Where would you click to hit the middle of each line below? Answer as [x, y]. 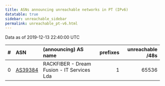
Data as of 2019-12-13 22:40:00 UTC [42, 37]
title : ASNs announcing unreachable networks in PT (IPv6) [67, 10]
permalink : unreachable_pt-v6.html [41, 23]
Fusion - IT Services [67, 70]
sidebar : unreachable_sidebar [36, 19]
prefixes [109, 53]
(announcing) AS [63, 50]
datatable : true [22, 14]
